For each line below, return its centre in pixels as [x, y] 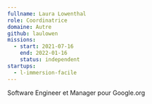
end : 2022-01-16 [44, 53]
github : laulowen [33, 33]
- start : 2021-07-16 [44, 46]
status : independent [50, 60]
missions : [22, 40]
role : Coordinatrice [38, 20]
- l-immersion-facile [45, 72]
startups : [22, 66]
